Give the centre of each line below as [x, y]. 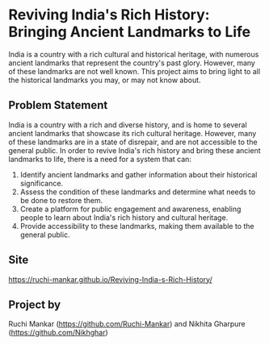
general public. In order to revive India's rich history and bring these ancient [134, 150]
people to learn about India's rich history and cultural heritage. [124, 217]
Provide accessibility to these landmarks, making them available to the [137, 226]
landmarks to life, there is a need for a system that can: [100, 159]
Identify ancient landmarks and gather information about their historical [139, 174]
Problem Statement [58, 105]
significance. [41, 183]
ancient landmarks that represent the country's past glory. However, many [132, 63]
